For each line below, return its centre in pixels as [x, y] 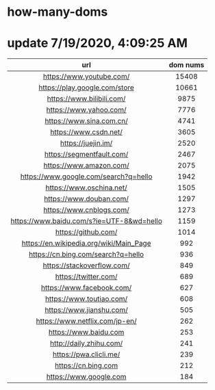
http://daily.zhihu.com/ [87, 343]
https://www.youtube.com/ [87, 77]
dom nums [187, 65]
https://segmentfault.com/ [86, 155]
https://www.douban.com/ [86, 199]
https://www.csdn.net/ [87, 132]
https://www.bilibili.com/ [86, 99]
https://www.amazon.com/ [86, 166]
